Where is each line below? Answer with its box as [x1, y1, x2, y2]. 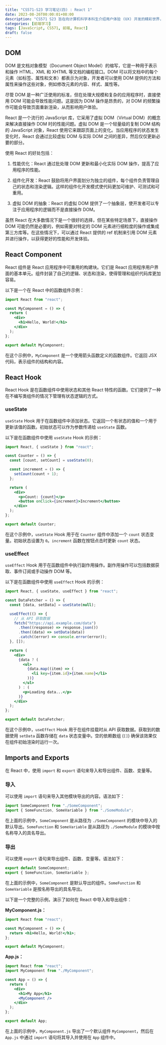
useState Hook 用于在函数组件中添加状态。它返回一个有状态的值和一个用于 [5, 418, 158, 423]
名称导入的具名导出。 [5, 830, 48, 836]
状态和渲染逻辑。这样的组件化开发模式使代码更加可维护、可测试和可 [21, 183, 160, 189]
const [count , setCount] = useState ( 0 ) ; [9, 458, 94, 463]
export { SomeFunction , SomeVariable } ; [5, 870, 90, 875]
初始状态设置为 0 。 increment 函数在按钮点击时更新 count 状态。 [13, 537, 143, 544]
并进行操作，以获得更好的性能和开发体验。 [5, 235, 92, 241]
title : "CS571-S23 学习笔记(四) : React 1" [5, 7, 92, 12]
